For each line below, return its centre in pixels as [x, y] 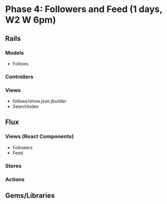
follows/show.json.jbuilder [39, 101]
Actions [15, 179]
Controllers [19, 76]
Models [15, 53]
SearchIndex [26, 107]
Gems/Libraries [30, 196]
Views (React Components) [39, 137]
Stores [13, 166]
